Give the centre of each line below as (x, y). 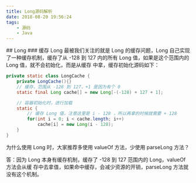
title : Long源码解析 (29, 11)
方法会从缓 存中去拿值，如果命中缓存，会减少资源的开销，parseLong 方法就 (97, 167)
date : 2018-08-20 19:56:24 (39, 17)
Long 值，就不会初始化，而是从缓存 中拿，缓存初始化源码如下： (83, 65)
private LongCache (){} (44, 82)
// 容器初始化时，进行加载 (44, 103)
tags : (13, 22)
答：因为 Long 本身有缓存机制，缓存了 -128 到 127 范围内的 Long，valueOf (96, 159)
